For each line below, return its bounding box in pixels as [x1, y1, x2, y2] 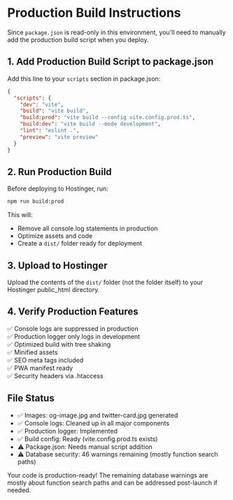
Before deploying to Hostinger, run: [7, 184, 108, 193]
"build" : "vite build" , [20, 107, 90, 115]
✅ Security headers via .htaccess [7, 371, 104, 380]
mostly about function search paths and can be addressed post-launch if [7, 478, 218, 487]
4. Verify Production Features [7, 306, 139, 318]
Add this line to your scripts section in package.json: [7, 74, 161, 83]
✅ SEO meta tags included [7, 356, 84, 364]
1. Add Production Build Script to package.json [7, 56, 214, 68]
